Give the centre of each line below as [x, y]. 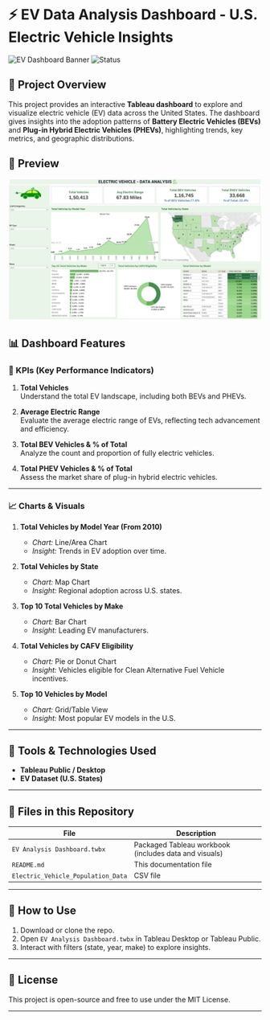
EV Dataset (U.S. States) [61, 779]
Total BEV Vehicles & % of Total [74, 444]
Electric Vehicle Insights [91, 37]
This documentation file [173, 865]
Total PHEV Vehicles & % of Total [76, 469]
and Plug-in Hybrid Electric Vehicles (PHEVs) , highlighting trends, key [126, 129]
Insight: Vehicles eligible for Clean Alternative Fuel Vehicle [128, 670]
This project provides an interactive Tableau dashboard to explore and [125, 104]
